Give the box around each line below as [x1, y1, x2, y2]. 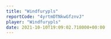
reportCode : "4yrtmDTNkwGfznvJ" [6, 14, 84, 19]
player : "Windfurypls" [6, 19, 61, 25]
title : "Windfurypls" [6, 8, 59, 14]
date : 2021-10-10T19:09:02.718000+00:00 [6, 24, 106, 30]
